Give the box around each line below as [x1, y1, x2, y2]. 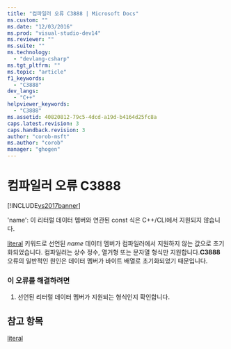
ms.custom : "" [7, 17, 49, 24]
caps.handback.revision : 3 [7, 127, 86, 133]
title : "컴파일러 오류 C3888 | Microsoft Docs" [7, 10, 139, 17]
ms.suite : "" [7, 42, 45, 49]
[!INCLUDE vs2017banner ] [7, 201, 81, 209]
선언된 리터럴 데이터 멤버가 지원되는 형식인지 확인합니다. [17, 293, 170, 301]
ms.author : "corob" [7, 140, 64, 147]
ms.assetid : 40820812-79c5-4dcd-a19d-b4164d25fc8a [7, 113, 157, 120]
